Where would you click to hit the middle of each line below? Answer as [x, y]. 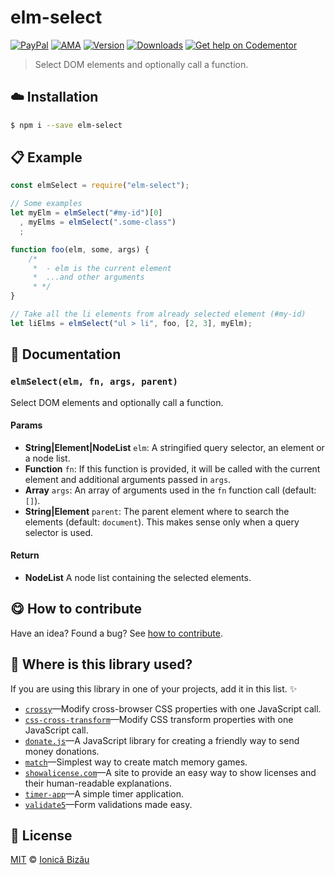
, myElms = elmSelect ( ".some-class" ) [98, 222]
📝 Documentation [66, 354]
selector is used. [59, 532]
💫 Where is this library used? [101, 664]
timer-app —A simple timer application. [104, 793]
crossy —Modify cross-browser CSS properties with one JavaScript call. [173, 708]
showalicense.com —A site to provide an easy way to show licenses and [170, 772]
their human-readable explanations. [98, 783]
